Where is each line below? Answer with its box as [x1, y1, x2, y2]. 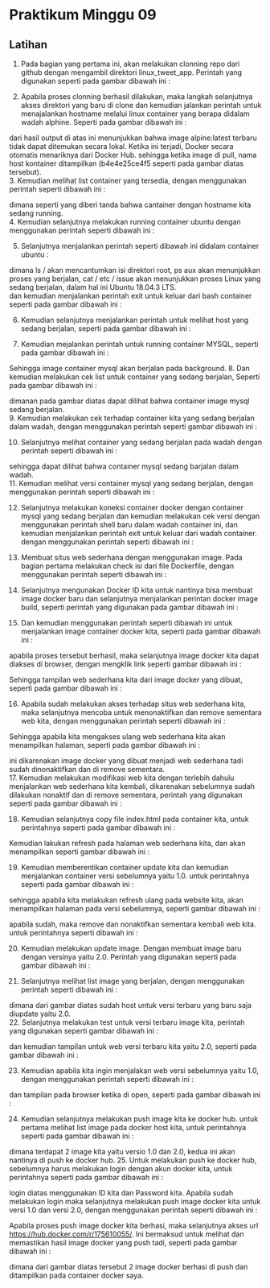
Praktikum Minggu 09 [9, 6, 157, 24]
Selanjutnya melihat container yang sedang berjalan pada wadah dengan [20, 437, 263, 447]
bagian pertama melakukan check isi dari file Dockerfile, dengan [20, 561, 235, 571]
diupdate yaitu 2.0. [9, 1009, 72, 1018]
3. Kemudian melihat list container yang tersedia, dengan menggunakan [9, 175, 247, 185]
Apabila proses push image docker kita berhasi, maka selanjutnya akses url [9, 1221, 259, 1230]
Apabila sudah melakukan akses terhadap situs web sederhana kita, [20, 699, 246, 708]
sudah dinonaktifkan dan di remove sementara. [9, 765, 166, 774]
